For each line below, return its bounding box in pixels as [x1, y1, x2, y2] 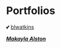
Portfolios [6, 4, 56, 18]
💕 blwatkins [6, 23, 34, 30]
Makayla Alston [6, 35, 46, 42]
